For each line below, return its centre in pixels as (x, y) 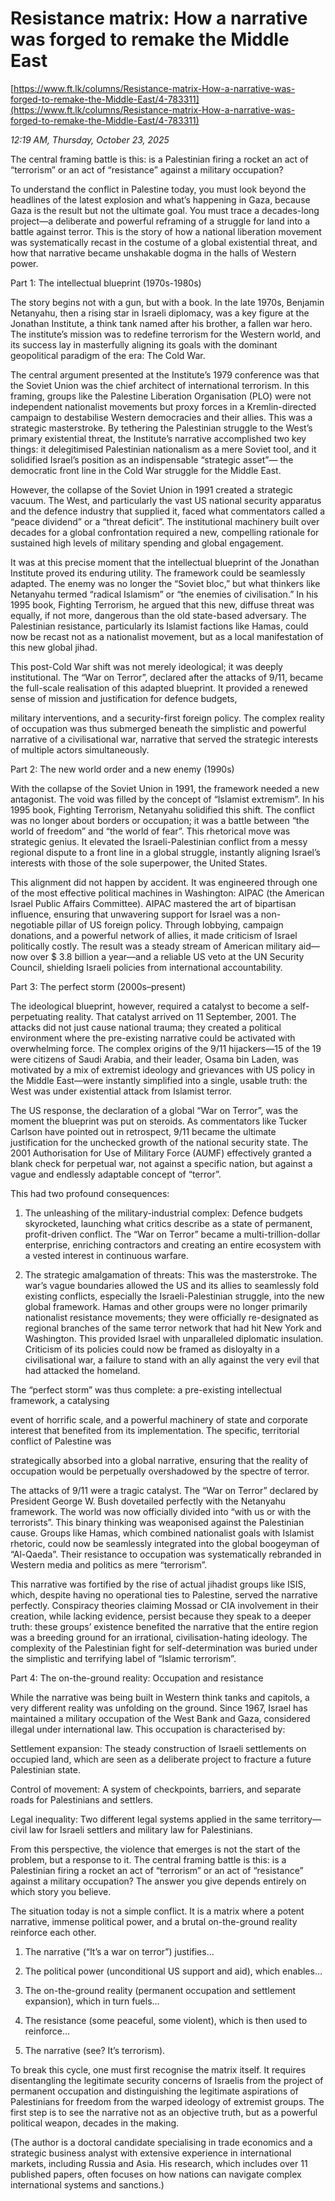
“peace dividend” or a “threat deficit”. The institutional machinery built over (165, 521)
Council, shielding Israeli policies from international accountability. (146, 967)
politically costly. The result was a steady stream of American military (153, 946)
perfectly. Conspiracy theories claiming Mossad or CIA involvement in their (164, 1605)
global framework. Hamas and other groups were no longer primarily (166, 1306)
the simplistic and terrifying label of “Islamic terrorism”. (123, 1658)
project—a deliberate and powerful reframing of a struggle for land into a (160, 221)
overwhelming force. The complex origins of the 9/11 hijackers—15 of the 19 (166, 1048)
